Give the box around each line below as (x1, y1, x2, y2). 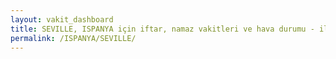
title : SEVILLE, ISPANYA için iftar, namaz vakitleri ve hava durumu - (10, 24, 315, 34)
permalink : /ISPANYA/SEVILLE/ (10, 33, 137, 43)
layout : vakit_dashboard (10, 14, 114, 25)
